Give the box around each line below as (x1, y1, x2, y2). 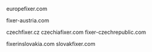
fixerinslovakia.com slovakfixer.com (6, 41, 96, 47)
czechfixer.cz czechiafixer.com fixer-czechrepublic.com (6, 28, 147, 36)
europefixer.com (6, 5, 47, 12)
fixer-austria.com (6, 17, 50, 24)
